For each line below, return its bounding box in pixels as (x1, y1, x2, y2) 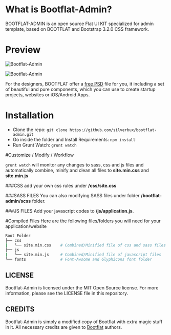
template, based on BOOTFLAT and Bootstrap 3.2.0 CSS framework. (5, 26, 149, 32)
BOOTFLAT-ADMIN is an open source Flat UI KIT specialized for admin (5, 20, 154, 27)
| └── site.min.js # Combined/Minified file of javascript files (5, 252, 161, 257)
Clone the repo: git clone (12, 127, 68, 133)
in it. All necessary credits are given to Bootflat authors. (5, 324, 122, 330)
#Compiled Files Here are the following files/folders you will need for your (5, 218, 161, 224)
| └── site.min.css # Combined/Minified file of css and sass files (5, 242, 166, 248)
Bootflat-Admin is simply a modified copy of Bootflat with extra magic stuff (5, 319, 163, 325)
